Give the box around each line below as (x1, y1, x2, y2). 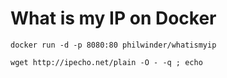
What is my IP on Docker (10, 7, 217, 30)
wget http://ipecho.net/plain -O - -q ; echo (10, 57, 203, 67)
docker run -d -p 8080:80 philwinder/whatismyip (10, 40, 217, 50)
